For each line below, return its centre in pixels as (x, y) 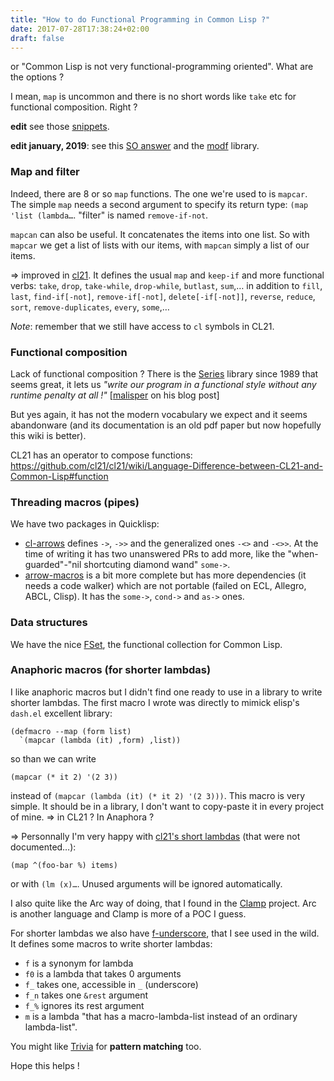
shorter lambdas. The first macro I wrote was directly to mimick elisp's (155, 702)
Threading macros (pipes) (75, 502)
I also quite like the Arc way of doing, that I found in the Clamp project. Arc (163, 903)
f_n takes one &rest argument (86, 995)
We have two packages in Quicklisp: (85, 524)
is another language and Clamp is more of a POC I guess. (128, 913)
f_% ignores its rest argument (84, 1005)
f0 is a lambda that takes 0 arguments (103, 973)
